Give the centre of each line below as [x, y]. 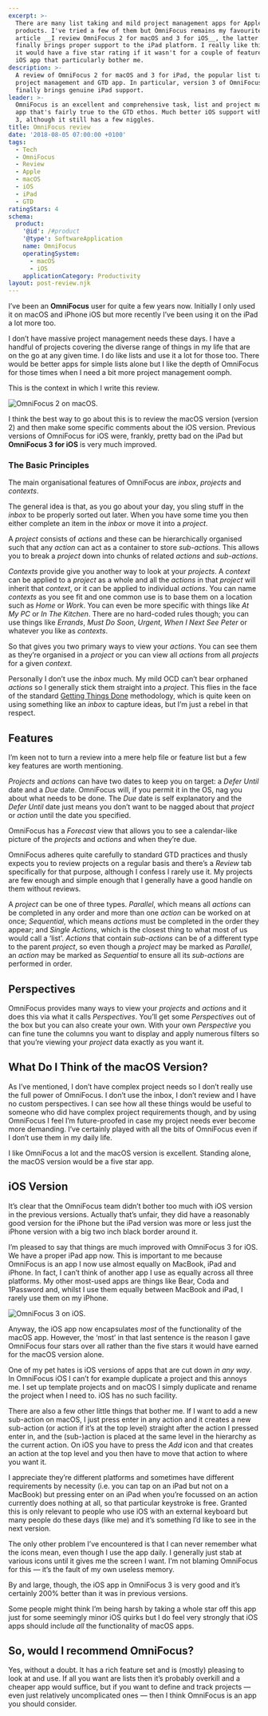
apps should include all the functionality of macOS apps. [101, 1626]
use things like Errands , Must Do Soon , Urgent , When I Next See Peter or [128, 623]
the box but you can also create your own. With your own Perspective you [130, 1025]
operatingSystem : [51, 253]
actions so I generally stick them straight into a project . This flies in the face [133, 688]
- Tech [26, 150]
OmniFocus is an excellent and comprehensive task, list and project [133, 105]
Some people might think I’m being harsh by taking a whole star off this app [132, 1609]
